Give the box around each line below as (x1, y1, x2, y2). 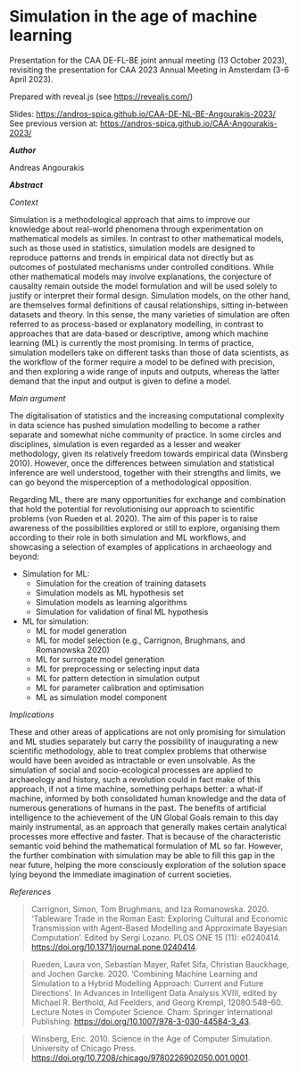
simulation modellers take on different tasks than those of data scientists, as (9, 347, 289, 358)
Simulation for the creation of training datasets (35, 578, 207, 588)
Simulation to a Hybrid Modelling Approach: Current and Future (30, 977, 264, 989)
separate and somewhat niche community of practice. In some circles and (9, 429, 282, 440)
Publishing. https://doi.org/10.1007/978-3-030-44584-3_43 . (30, 1016, 252, 1026)
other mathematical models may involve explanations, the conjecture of (9, 271, 272, 282)
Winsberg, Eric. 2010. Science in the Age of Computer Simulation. (30, 1033, 273, 1043)
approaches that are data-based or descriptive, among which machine (9, 328, 270, 339)
